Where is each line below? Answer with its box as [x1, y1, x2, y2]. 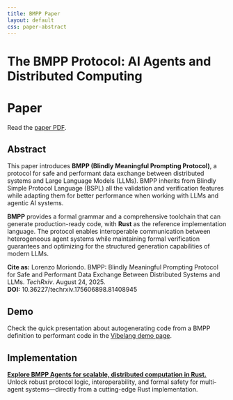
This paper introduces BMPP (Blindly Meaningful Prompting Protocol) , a [7, 162, 217, 170]
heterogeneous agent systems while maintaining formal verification [7, 235, 200, 243]
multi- [199, 378, 217, 386]
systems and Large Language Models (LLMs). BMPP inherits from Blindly [7, 177, 217, 185]
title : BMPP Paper [7, 10, 61, 17]
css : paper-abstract [7, 23, 67, 30]
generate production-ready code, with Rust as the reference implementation [7, 220, 227, 228]
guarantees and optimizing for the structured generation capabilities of [7, 242, 211, 251]
